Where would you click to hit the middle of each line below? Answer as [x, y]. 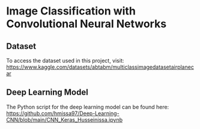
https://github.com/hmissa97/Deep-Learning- [63, 113]
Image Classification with [71, 11]
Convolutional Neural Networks [86, 24]
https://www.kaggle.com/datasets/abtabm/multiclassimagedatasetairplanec [100, 67]
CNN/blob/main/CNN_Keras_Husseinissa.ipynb [65, 119]
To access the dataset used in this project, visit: [65, 61]
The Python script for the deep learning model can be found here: [88, 107]
